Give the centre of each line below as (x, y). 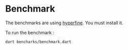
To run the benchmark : (30, 32)
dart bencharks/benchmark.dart (38, 42)
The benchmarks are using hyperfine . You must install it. (64, 23)
